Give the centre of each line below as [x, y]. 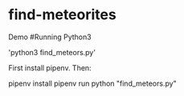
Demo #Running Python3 [50, 37]
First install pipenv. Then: [50, 68]
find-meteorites [62, 15]
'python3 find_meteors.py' [52, 52]
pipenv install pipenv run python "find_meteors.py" [92, 83]
